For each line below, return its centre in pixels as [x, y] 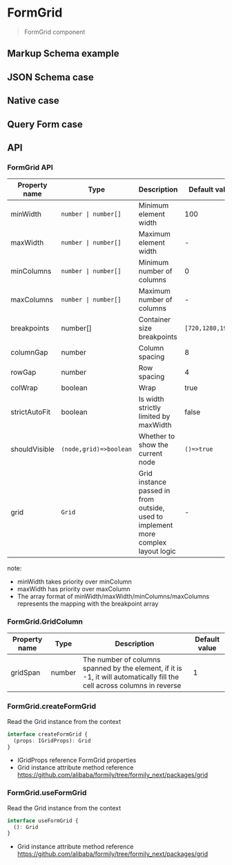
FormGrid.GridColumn [45, 622]
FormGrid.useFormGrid [47, 793]
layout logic [157, 551]
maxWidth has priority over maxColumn [74, 589]
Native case [33, 101]
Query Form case [45, 124]
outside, [152, 508]
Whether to [157, 436]
